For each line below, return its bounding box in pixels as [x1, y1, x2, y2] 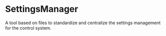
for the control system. [5, 25, 52, 31]
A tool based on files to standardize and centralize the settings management [5, 20, 161, 26]
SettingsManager [5, 3, 78, 15]
